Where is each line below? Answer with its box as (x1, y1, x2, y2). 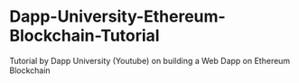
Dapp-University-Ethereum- (9, 6, 226, 27)
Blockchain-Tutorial (9, 25, 160, 46)
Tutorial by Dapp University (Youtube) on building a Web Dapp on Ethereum (9, 55, 291, 66)
